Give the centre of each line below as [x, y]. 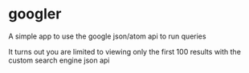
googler [35, 14]
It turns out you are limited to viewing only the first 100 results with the [124, 51]
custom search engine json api [59, 60]
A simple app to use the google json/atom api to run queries [107, 36]
